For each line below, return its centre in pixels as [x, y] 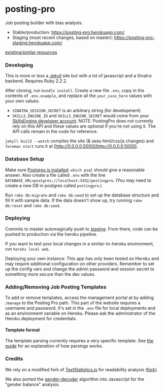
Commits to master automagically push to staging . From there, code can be [82, 229]
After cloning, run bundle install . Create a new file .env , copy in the [75, 91]
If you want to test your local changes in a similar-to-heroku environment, [80, 244]
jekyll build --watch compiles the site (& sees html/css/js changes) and [80, 141]
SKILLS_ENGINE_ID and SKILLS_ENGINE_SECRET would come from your [81, 116]
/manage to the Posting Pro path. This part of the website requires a [73, 303]
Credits [14, 359]
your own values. [23, 101]
